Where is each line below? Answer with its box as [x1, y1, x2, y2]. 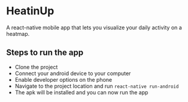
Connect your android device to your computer [14, 70, 131, 77]
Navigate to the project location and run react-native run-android [14, 82, 179, 89]
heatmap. [6, 30, 30, 37]
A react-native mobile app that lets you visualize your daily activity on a [6, 24, 183, 31]
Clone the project [14, 63, 58, 70]
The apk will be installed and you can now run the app [14, 88, 148, 96]
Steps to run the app [6, 48, 84, 58]
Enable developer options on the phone [14, 76, 113, 83]
